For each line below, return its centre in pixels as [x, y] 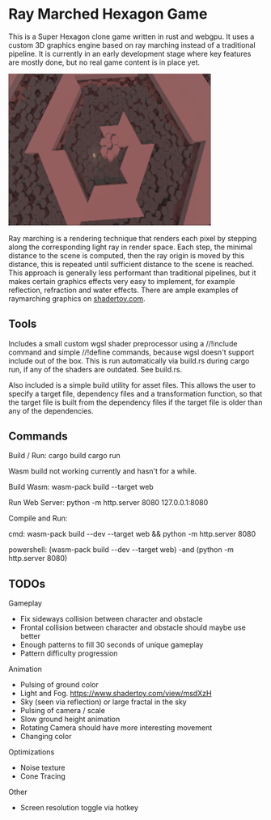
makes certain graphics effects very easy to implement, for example [122, 281]
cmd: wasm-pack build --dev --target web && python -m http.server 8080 [132, 534]
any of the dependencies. [51, 410]
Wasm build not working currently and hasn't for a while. [102, 471]
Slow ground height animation [70, 719]
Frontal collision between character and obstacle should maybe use [133, 627]
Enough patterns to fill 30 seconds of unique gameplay [112, 645]
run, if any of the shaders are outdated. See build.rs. [95, 369]
